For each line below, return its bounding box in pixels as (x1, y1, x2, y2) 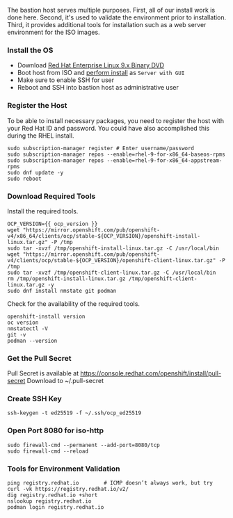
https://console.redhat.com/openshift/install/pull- (79, 369, 221, 378)
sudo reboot (7, 175, 42, 182)
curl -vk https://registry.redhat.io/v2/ (7, 486, 129, 493)
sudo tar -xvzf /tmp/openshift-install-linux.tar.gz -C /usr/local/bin (7, 245, 219, 252)
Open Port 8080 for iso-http (7, 426, 104, 435)
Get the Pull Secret (7, 353, 72, 363)
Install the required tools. (7, 207, 79, 215)
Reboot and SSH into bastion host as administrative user (17, 83, 179, 92)
